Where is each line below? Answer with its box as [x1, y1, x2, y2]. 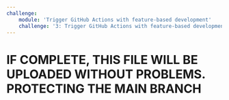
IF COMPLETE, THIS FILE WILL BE [6, 52, 199, 67]
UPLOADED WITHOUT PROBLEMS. [6, 66, 206, 82]
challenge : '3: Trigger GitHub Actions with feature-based [18, 22, 191, 29]
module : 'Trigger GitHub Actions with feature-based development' [18, 16, 212, 23]
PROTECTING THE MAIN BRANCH [6, 81, 202, 96]
